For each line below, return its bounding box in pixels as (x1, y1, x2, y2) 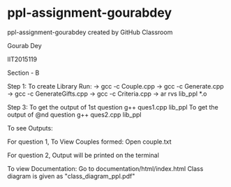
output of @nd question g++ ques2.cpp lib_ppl (7, 110, 142, 119)
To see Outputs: (7, 124, 54, 132)
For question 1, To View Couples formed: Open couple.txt (7, 137, 172, 146)
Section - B (7, 68, 40, 77)
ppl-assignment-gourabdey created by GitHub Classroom (7, 28, 173, 36)
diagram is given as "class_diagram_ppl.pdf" (7, 172, 135, 180)
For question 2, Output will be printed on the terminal (7, 151, 159, 159)
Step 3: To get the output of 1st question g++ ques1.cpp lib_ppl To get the (7, 103, 218, 111)
